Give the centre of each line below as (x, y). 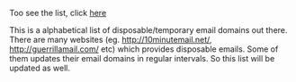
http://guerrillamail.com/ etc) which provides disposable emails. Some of (144, 49)
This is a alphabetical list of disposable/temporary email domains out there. (148, 30)
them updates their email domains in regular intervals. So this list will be (142, 58)
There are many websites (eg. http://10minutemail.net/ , (111, 40)
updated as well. (40, 68)
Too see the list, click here (58, 13)
